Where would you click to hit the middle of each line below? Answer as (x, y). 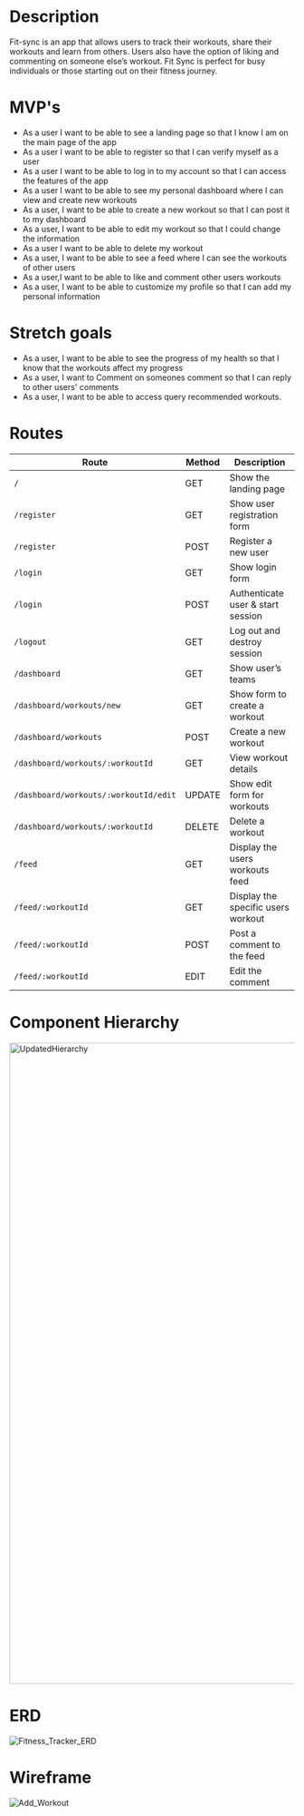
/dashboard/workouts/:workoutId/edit (95, 795)
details (243, 768)
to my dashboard (54, 219)
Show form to (258, 694)
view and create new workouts (80, 200)
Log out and (255, 630)
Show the (249, 477)
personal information (62, 296)
